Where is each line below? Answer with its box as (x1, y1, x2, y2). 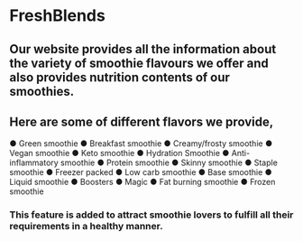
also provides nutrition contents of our (9, 70, 230, 85)
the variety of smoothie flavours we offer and (9, 55, 269, 70)
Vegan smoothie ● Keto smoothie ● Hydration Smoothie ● (9, 148, 230, 159)
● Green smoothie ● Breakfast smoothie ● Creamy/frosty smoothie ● (9, 138, 273, 149)
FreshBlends (9, 5, 106, 26)
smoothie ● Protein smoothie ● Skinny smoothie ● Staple (60, 157, 278, 168)
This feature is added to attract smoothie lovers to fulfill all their (9, 209, 294, 221)
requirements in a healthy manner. (9, 220, 164, 233)
